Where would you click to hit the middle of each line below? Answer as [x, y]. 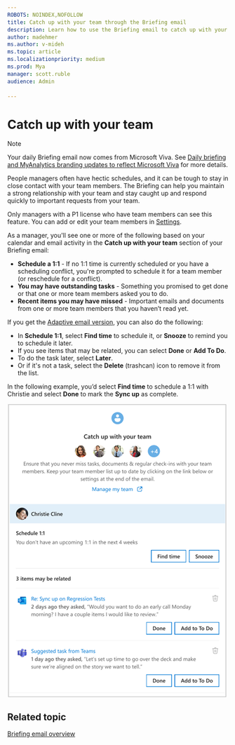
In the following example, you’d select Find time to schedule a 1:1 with [108, 387]
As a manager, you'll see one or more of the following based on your [106, 236]
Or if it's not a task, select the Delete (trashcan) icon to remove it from [119, 365]
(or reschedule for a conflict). [60, 279]
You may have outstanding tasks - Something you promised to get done [123, 286]
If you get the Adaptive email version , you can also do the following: [105, 322]
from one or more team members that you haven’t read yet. [103, 309]
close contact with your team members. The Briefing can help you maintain [116, 186]
